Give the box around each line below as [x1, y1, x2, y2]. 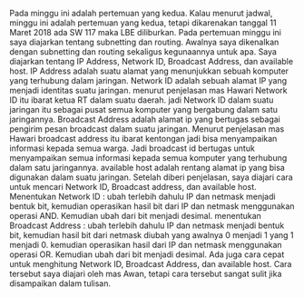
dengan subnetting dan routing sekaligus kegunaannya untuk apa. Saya [9, 46, 277, 57]
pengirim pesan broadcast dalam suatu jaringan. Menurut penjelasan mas [9, 124, 285, 134]
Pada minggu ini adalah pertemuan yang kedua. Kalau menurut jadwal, [9, 8, 273, 18]
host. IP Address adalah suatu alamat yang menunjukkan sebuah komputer [9, 65, 289, 76]
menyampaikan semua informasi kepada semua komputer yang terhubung [9, 153, 288, 163]
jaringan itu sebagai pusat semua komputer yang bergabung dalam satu [9, 104, 279, 114]
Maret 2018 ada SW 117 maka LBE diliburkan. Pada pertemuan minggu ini [9, 27, 281, 37]
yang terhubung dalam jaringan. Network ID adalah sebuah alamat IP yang [9, 75, 288, 85]
